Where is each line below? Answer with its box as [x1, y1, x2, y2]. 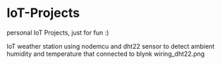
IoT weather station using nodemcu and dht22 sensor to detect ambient [6, 42, 215, 50]
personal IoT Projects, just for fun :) [6, 28, 109, 37]
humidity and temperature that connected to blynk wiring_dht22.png [6, 49, 205, 58]
